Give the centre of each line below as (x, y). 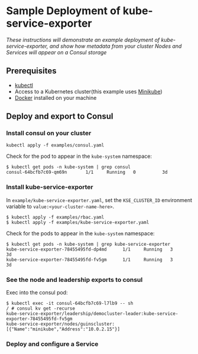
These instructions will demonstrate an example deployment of (83, 40)
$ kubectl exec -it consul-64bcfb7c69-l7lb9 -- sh (70, 303)
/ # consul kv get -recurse (41, 308)
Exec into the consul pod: (37, 293)
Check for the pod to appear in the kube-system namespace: (79, 156)
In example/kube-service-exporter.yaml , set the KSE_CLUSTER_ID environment (99, 200)
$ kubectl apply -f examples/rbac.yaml (55, 217)
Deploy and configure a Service (52, 344)
